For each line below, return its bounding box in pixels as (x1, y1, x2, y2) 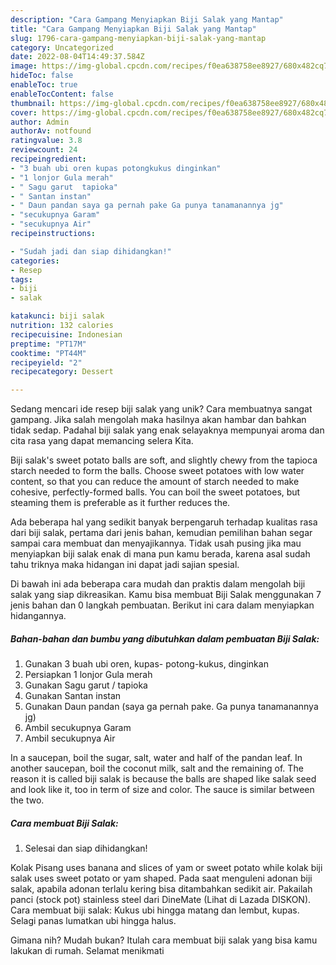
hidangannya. (10, 610, 67, 622)
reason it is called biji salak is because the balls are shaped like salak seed (10, 773, 317, 785)
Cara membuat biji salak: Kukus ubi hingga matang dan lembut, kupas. (10, 904, 300, 916)
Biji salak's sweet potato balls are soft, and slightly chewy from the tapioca (10, 454, 318, 466)
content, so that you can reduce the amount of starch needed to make (10, 476, 300, 488)
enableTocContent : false (10, 89, 114, 99)
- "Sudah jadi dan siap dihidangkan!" (10, 246, 172, 256)
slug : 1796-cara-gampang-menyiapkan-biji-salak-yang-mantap (10, 33, 267, 43)
